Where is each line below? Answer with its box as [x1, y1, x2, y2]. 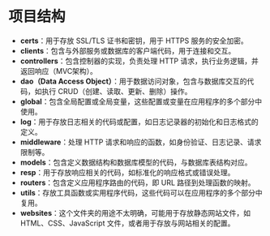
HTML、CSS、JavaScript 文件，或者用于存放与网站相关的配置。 [19, 218, 235, 228]
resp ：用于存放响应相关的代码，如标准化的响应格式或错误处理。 [19, 167, 235, 177]
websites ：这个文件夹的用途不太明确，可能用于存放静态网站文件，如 [19, 208, 251, 217]
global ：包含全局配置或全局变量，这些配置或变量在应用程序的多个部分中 [19, 97, 262, 106]
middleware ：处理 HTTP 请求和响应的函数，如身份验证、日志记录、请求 [19, 137, 262, 147]
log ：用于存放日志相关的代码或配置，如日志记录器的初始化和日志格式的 [19, 117, 259, 127]
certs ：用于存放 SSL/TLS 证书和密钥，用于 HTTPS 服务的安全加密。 [19, 36, 249, 45]
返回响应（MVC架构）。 [19, 66, 97, 75]
